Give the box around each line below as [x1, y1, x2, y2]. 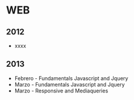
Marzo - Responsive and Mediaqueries [14, 87, 108, 94]
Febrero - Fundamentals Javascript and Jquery [14, 74, 129, 82]
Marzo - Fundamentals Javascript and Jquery [14, 81, 125, 88]
